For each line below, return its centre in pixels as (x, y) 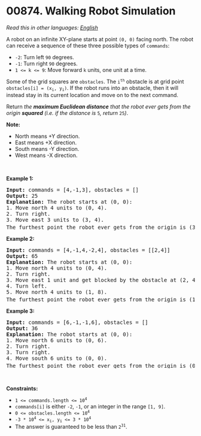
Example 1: (20, 178)
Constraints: (22, 389)
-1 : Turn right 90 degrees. (46, 63)
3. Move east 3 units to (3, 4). (55, 220)
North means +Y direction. (47, 137)
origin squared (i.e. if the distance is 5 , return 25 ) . (67, 113)
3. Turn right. (28, 352)
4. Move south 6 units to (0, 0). (57, 358)
